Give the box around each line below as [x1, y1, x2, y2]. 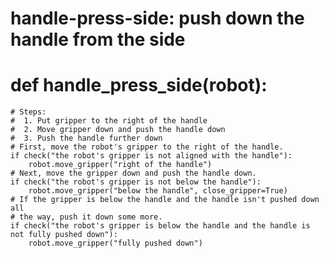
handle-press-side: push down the [10, 7, 305, 30]
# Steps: [10, 107, 47, 117]
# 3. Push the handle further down [10, 133, 163, 144]
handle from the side [10, 28, 186, 51]
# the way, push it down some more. [10, 212, 163, 222]
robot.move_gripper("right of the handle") [28, 160, 213, 170]
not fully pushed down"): [10, 230, 118, 240]
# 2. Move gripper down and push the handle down [10, 125, 226, 135]
